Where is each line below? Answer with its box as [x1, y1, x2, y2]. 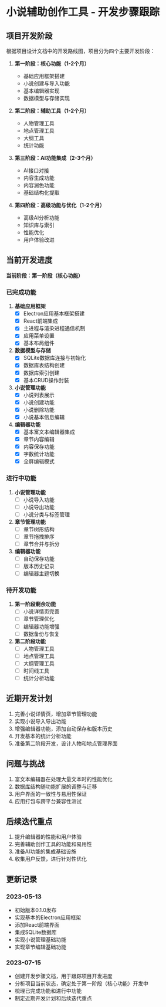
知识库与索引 [23, 222, 55, 228]
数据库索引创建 [23, 369, 60, 376]
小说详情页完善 [23, 608, 60, 615]
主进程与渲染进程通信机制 [23, 325, 86, 332]
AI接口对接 [23, 167, 50, 174]
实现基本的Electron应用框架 [14, 914, 82, 921]
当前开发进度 [6, 255, 53, 265]
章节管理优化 [23, 615, 55, 622]
